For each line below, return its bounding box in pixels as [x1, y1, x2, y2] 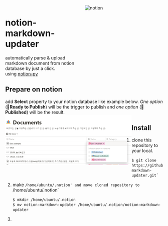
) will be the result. [26, 109, 65, 115]
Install [131, 123, 151, 132]
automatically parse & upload [5, 54, 66, 60]
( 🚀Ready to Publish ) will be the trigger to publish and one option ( [5, 103, 141, 109]
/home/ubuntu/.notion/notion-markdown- [77, 202, 161, 207]
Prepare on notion [5, 85, 63, 94]
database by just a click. [5, 65, 55, 71]
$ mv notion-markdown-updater [12, 202, 76, 207]
